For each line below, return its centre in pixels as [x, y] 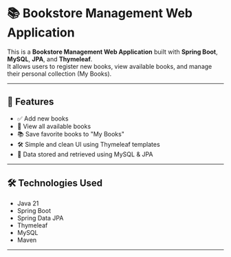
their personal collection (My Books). [59, 74]
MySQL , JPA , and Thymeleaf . [50, 59]
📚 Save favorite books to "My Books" [71, 134]
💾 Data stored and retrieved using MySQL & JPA [85, 154]
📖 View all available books [54, 126]
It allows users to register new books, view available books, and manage [110, 66]
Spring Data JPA [40, 218]
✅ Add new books [43, 119]
